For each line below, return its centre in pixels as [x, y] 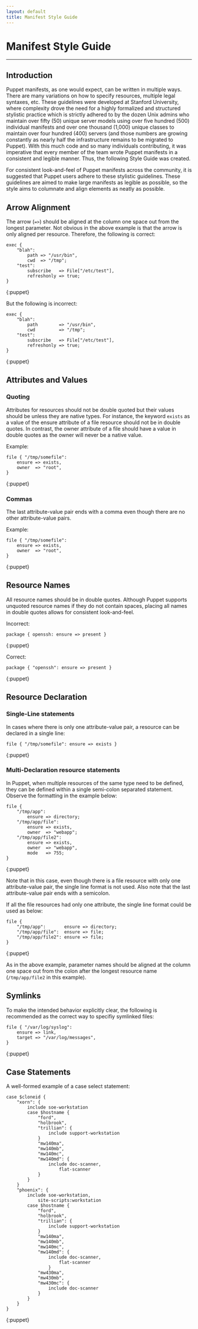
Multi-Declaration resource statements [63, 770]
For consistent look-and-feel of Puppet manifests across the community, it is [99, 170]
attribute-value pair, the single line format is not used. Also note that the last [98, 887]
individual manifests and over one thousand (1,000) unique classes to [90, 127]
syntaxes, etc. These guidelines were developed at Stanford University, [93, 102]
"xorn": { [29, 1102]
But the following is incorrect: [42, 304]
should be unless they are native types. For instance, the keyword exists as [98, 416]
